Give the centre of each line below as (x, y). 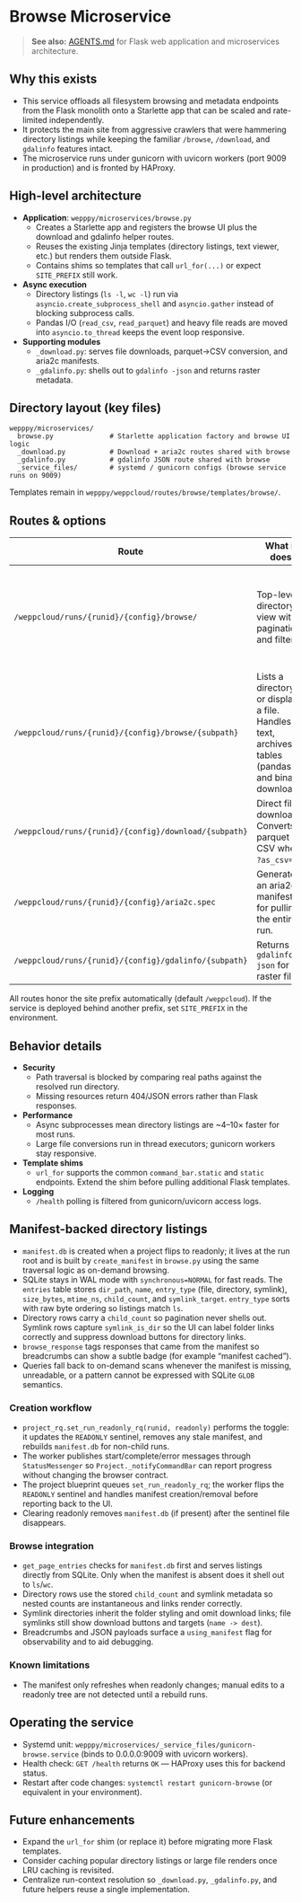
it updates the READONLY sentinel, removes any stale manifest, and (142, 1437)
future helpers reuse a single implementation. (106, 1890)
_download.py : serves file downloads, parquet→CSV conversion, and (162, 351)
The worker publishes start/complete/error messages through (136, 1456)
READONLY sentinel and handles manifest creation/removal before (140, 1494)
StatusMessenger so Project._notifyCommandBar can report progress (147, 1466)
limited (34, 119)
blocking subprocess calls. (85, 313)
